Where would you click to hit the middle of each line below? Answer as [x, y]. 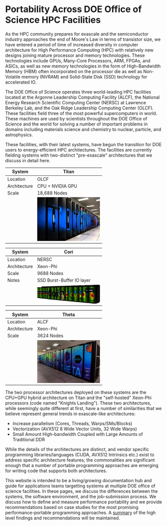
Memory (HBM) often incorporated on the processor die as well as [74, 71]
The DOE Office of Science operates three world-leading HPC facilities [78, 92]
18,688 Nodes [52, 193]
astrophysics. [19, 135]
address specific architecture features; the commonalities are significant [80, 460]
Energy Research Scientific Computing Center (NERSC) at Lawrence [76, 102]
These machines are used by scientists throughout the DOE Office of [76, 118]
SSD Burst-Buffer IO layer [64, 280]
